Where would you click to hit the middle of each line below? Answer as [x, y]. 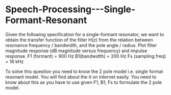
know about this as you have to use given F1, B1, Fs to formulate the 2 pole [84, 82]
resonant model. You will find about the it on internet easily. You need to [81, 77]
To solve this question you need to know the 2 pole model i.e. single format [84, 71]
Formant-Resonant [46, 20]
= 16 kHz [15, 61]
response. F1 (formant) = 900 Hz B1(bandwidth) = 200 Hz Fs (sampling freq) [86, 56]
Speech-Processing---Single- [70, 9]
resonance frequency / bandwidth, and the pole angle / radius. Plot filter [81, 45]
